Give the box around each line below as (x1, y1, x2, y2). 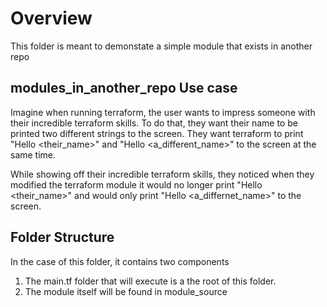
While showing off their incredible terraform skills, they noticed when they (10, 168, 315, 180)
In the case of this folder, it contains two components (10, 255, 230, 267)
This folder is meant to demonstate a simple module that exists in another (10, 40, 313, 52)
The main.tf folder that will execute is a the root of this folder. (24, 275, 277, 287)
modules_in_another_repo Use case (10, 80, 238, 97)
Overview (10, 7, 93, 30)
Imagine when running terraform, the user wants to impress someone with (10, 106, 316, 118)
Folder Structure (10, 229, 115, 246)
